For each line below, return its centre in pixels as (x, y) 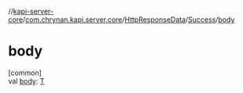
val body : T (26, 80)
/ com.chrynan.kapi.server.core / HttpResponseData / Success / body (129, 20)
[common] (25, 73)
